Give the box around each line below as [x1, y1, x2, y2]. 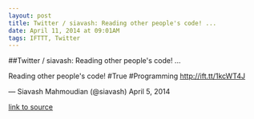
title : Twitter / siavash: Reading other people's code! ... [8, 19, 217, 27]
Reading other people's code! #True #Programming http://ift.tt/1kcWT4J [8, 71, 246, 81]
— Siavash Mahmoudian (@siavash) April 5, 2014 [8, 87, 171, 97]
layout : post [8, 11, 52, 20]
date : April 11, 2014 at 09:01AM [8, 26, 120, 34]
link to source [8, 102, 54, 112]
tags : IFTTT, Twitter [8, 34, 81, 42]
